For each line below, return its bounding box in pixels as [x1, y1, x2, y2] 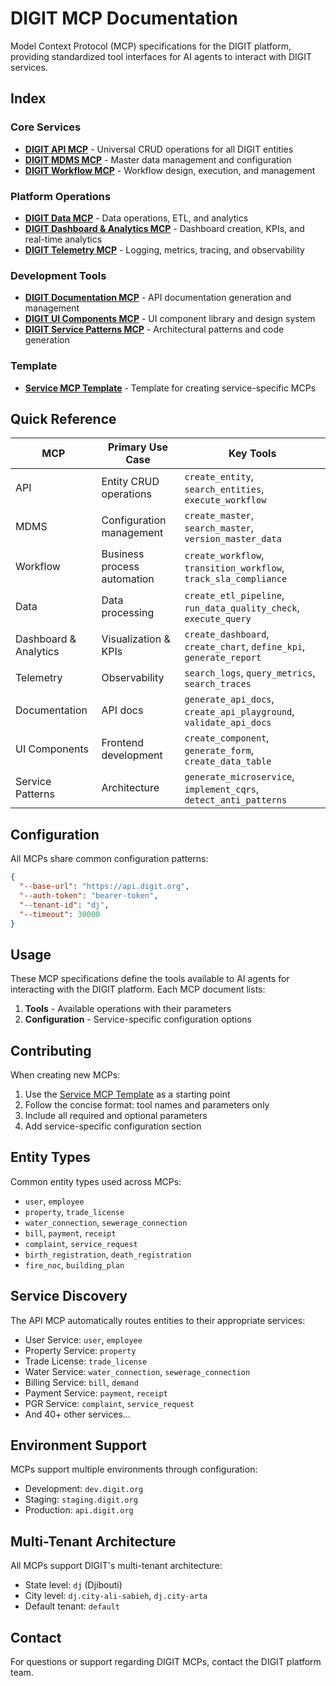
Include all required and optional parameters [24, 1110, 208, 1122]
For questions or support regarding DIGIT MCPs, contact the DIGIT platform [10, 1656, 322, 1668]
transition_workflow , [184, 561, 285, 575]
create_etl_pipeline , [184, 588, 285, 602]
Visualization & [101, 632, 171, 646]
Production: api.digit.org [24, 1504, 134, 1516]
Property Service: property [24, 1344, 137, 1356]
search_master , [184, 521, 255, 535]
